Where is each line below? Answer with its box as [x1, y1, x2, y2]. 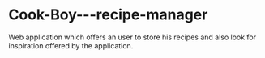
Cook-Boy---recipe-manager [8, 6, 208, 24]
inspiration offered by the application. [8, 40, 134, 50]
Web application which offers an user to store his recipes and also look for [8, 32, 257, 42]
